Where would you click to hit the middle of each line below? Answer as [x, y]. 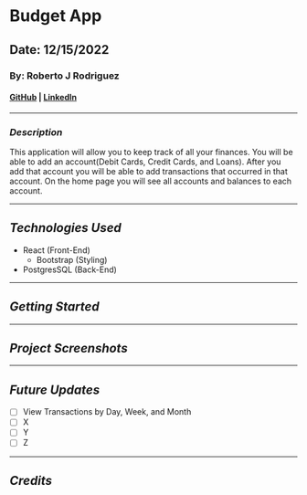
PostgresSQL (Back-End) [69, 269]
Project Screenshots [69, 348]
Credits [31, 480]
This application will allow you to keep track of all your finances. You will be [152, 152]
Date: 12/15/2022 [59, 50]
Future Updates [55, 390]
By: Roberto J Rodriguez [65, 76]
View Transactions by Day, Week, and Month [107, 412]
